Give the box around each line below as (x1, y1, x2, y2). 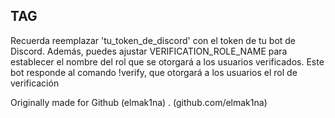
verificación (10, 77, 60, 89)
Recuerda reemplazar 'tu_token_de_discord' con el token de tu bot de (10, 34, 297, 46)
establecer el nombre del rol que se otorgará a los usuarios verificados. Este (10, 55, 325, 68)
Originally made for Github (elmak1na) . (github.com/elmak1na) (10, 96, 268, 108)
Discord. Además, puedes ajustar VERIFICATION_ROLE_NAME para (10, 45, 288, 57)
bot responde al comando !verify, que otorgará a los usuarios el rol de (10, 66, 298, 78)
